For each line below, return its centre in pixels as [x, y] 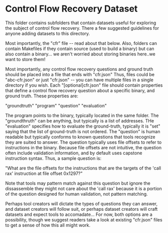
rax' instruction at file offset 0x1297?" [44, 173]
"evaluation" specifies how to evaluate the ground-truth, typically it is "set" [83, 126]
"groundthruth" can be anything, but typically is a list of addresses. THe [80, 121]
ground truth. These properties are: [42, 96]
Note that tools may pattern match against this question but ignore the [78, 183]
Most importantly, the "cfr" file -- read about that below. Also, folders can [81, 43]
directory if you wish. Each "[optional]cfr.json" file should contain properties [84, 85]
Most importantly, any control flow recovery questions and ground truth [79, 69]
